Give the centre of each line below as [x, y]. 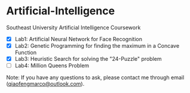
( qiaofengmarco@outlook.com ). [45, 84]
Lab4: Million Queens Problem [52, 66]
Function [26, 52]
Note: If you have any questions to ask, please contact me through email [95, 77]
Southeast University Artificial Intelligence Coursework [73, 27]
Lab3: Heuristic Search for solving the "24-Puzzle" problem [88, 59]
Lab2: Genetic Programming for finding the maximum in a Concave [97, 46]
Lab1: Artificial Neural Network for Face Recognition [78, 39]
